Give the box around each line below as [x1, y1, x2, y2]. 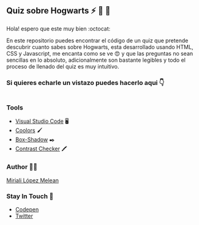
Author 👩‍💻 [6, 163, 38, 171]
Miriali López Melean [6, 177, 59, 184]
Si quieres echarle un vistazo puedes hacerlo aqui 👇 [6, 78, 164, 87]
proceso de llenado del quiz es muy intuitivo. [6, 62, 119, 70]
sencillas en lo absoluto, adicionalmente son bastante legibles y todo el [6, 56, 186, 64]
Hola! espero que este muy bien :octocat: [6, 24, 111, 32]
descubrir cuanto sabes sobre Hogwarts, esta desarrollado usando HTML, [6, 43, 194, 51]
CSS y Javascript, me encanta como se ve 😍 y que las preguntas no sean [6, 50, 193, 57]
